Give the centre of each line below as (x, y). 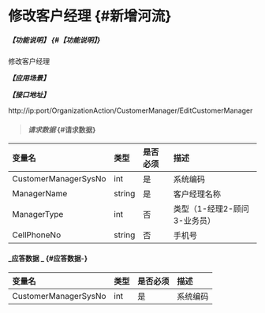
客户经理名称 (197, 194)
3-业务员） (194, 221)
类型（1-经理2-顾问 (211, 209)
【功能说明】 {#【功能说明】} (54, 39)
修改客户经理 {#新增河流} (90, 16)
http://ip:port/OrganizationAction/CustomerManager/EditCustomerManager (131, 110)
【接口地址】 (29, 95)
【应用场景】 (29, 78)
